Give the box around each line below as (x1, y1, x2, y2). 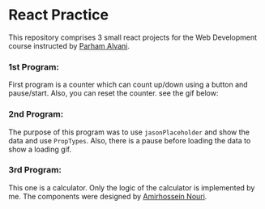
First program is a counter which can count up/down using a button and (8, 79, 249, 90)
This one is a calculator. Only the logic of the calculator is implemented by (8, 182, 255, 192)
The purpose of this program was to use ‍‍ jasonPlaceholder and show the (8, 127, 250, 137)
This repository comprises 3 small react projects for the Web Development (8, 32, 258, 42)
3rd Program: (8, 164, 62, 176)
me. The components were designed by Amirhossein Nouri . (8, 191, 207, 201)
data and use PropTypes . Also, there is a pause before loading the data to (8, 135, 251, 145)
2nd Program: (8, 109, 64, 120)
